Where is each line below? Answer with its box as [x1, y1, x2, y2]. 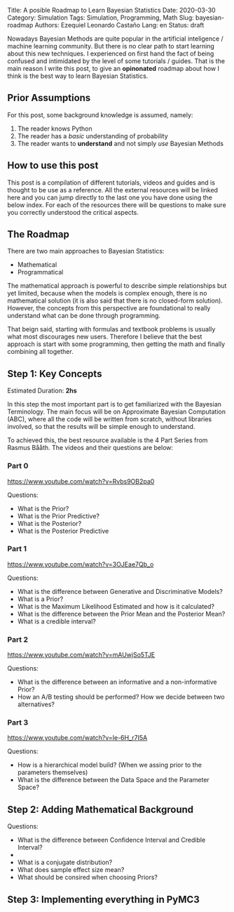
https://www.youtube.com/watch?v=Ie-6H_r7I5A [7, 734, 148, 742]
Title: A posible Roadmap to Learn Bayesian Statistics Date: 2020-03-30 [7, 6, 216, 14]
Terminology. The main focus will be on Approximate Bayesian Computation [7, 407, 226, 416]
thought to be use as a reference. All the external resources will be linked [7, 185, 219, 194]
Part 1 [7, 544, 27, 554]
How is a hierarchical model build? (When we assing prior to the [17, 761, 202, 769]
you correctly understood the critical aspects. [7, 208, 139, 216]
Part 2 [7, 635, 29, 645]
